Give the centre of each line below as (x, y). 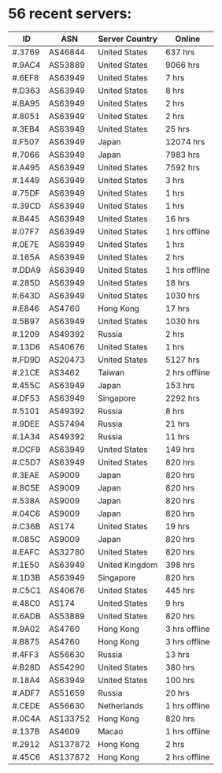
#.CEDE (26, 705)
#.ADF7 (26, 693)
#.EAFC (26, 551)
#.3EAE (26, 475)
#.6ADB (26, 616)
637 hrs (180, 52)
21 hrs (178, 424)
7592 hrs (183, 167)
